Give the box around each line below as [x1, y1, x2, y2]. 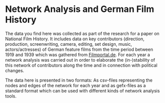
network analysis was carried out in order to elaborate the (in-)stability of [5, 57, 156, 63]
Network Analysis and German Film [5, 3, 155, 15]
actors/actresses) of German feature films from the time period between [5, 46, 153, 52]
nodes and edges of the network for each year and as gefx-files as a [5, 82, 146, 88]
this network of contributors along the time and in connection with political [5, 62, 158, 68]
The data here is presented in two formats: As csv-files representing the [5, 77, 153, 83]
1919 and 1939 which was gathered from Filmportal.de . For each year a [5, 51, 150, 58]
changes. [5, 67, 24, 73]
